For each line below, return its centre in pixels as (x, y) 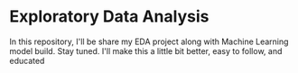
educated (27, 60)
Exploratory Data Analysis (109, 17)
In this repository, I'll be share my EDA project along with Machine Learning (149, 41)
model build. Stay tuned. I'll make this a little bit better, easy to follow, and (146, 50)
